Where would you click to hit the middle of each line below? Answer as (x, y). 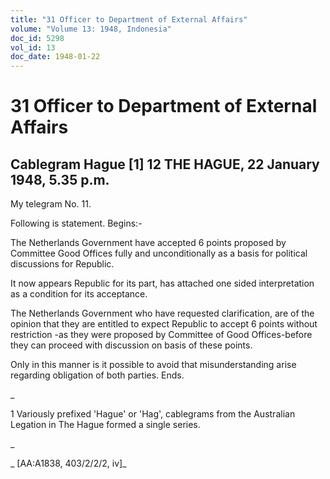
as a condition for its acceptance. (79, 294)
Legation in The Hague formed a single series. (105, 425)
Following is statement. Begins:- (76, 223)
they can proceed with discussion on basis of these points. (131, 345)
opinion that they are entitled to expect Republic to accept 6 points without (164, 324)
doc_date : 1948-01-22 (55, 57)
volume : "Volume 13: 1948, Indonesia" (91, 29)
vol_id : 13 (33, 47)
